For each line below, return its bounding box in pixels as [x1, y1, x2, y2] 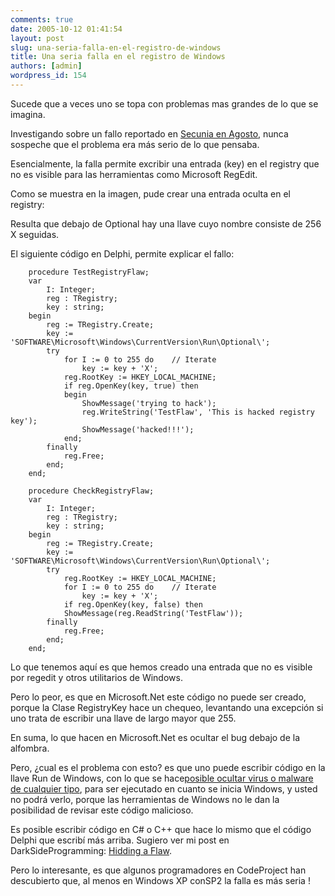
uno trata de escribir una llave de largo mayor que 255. [10, 712, 237, 724]
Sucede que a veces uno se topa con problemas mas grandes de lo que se [10, 97, 319, 110]
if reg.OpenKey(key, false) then [63, 599, 203, 610]
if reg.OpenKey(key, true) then [63, 381, 199, 391]
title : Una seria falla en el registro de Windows [10, 52, 226, 62]
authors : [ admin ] [10, 61, 83, 71]
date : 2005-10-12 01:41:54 [10, 24, 123, 34]
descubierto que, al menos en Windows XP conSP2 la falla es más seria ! [10, 874, 311, 886]
